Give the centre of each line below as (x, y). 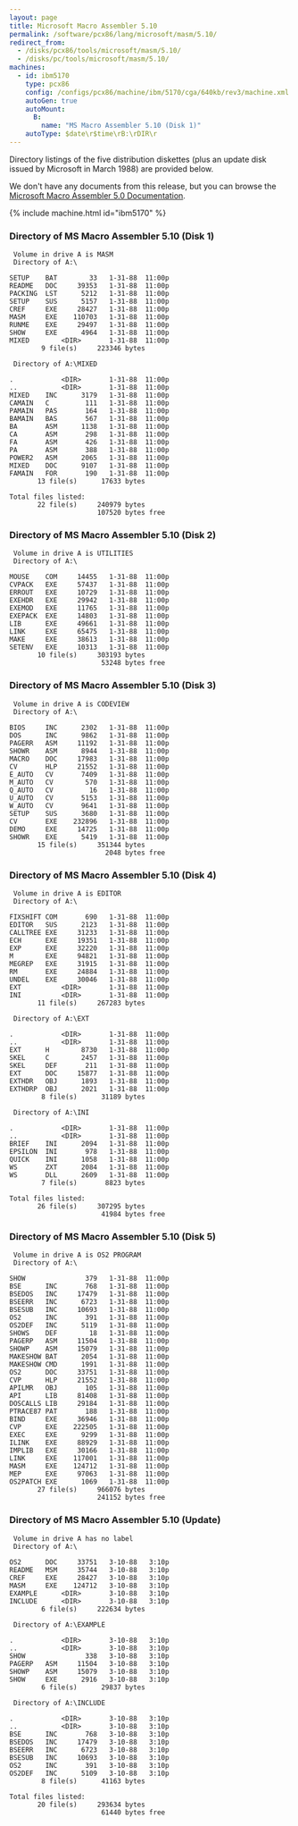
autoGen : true (51, 101)
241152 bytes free (131, 1498)
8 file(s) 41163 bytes (93, 1781)
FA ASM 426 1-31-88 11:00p (89, 442)
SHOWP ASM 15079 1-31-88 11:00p (89, 1349)
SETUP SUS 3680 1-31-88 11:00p (89, 813)
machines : (28, 68)
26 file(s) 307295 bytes (91, 1207)
